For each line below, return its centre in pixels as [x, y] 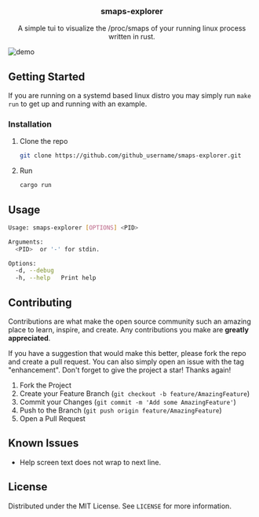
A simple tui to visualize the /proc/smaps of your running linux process [132, 28]
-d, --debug [35, 271]
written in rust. [132, 37]
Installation [30, 124]
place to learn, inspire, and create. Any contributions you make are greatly [129, 330]
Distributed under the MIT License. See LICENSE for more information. [120, 506]
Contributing [40, 302]
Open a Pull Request [53, 419]
